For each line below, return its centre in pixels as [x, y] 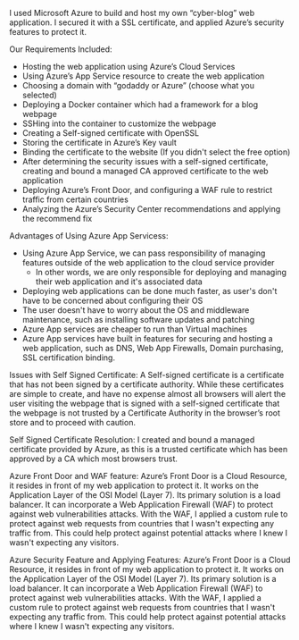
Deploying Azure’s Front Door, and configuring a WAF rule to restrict [147, 190]
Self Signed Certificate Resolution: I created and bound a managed [132, 440]
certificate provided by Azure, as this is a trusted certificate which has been [149, 449]
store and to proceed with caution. [73, 422]
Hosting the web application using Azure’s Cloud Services [129, 67]
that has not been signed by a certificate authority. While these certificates [146, 384]
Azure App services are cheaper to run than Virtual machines [135, 329]
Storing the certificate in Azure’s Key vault [99, 143]
